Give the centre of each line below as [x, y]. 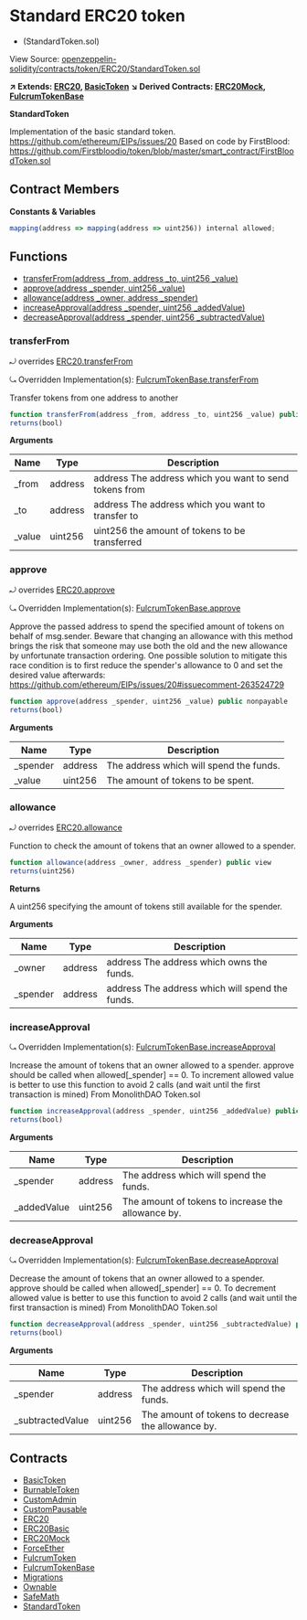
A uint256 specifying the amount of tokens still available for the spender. [146, 906]
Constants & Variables [53, 211]
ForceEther [43, 1548]
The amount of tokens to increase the [202, 1201]
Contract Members [64, 190]
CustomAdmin [49, 1499]
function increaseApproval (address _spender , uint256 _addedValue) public [155, 1111]
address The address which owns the [187, 962]
